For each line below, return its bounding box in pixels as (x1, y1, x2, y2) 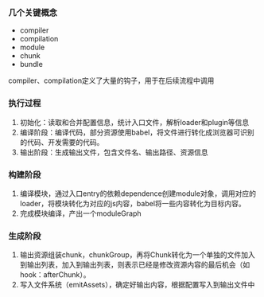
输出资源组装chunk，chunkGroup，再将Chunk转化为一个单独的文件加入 (19, 250, 256, 260)
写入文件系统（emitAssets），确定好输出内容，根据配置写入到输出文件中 (19, 280, 255, 290)
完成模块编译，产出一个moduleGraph (19, 209, 142, 218)
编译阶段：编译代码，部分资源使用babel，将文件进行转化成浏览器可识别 (19, 127, 254, 137)
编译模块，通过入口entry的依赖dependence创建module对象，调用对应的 (19, 189, 257, 198)
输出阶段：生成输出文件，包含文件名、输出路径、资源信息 (19, 147, 208, 157)
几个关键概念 (8, 6, 58, 18)
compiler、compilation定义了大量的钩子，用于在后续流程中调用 (8, 76, 215, 85)
